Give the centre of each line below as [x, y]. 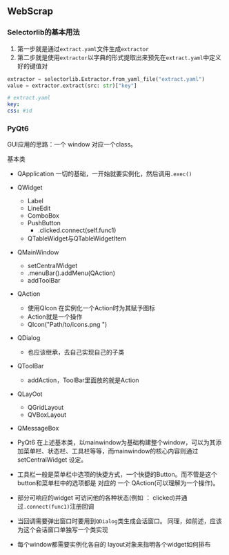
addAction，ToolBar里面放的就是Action [83, 380]
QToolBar [30, 366]
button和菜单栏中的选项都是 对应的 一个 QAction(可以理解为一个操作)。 [118, 483]
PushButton [44, 223]
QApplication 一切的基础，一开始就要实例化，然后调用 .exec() [104, 174]
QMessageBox [38, 429]
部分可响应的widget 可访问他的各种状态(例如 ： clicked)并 [99, 498]
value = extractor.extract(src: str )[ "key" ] [72, 86]
